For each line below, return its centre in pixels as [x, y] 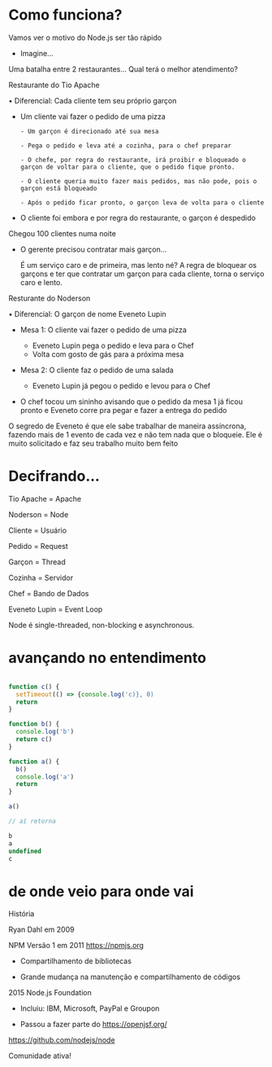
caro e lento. [41, 282]
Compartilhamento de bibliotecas [76, 961]
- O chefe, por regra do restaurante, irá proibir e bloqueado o [133, 160]
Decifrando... [54, 476]
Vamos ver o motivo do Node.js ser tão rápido [85, 37]
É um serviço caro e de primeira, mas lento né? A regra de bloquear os [138, 265]
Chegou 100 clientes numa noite [62, 233]
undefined [25, 851]
